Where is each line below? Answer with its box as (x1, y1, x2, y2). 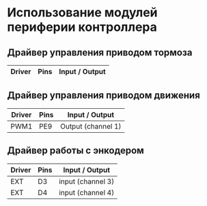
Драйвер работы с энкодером (7, 145, 145, 157)
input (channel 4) (59, 188, 115, 197)
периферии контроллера (7, 19, 157, 35)
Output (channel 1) (60, 121, 122, 131)
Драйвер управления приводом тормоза (7, 47, 193, 58)
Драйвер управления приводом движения (7, 90, 200, 101)
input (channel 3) (59, 177, 115, 186)
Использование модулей (7, 5, 158, 21)
